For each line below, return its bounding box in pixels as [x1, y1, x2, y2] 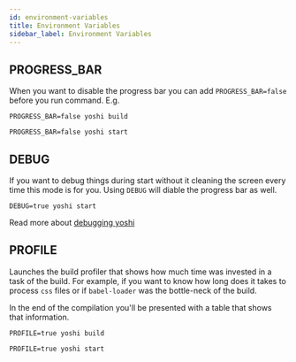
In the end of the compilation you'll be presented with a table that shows [9, 302, 272, 312]
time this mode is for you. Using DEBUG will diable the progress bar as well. [9, 185, 277, 195]
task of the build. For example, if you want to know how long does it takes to [9, 275, 287, 286]
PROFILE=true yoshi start [9, 344, 104, 353]
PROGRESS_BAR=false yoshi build [9, 112, 128, 121]
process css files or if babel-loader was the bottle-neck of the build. [9, 285, 258, 296]
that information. [9, 312, 70, 322]
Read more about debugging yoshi [9, 218, 135, 227]
